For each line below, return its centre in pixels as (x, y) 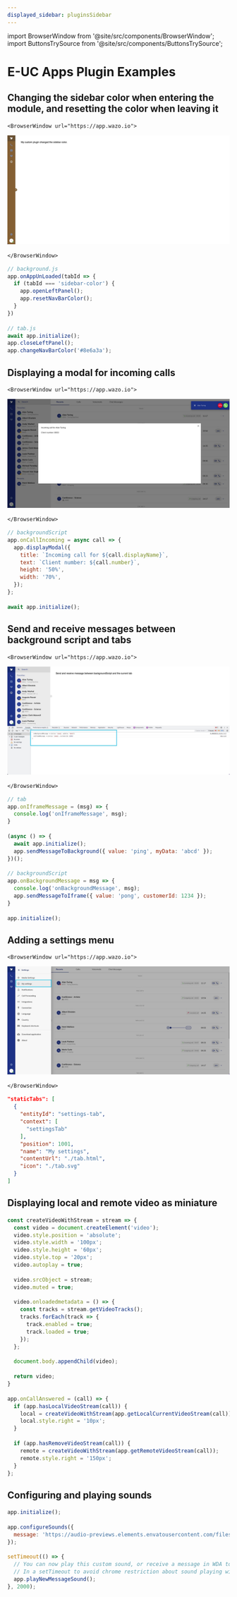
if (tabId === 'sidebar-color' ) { (64, 284)
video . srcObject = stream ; (53, 1280)
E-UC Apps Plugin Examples (92, 72)
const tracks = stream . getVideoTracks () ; (81, 1310)
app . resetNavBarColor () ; (56, 299)
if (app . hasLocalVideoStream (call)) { (71, 1406)
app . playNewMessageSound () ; (55, 1579)
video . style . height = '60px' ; (58, 1250)
